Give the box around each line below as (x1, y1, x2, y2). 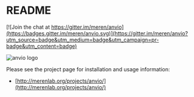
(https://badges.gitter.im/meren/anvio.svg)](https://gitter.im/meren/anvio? (6, 29, 189, 37)
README (6, 4, 51, 17)
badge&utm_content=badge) (6, 43, 77, 50)
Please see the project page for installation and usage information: (6, 65, 171, 72)
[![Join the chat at (6, 23, 50, 31)
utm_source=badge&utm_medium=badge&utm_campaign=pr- (6, 36, 159, 43)
